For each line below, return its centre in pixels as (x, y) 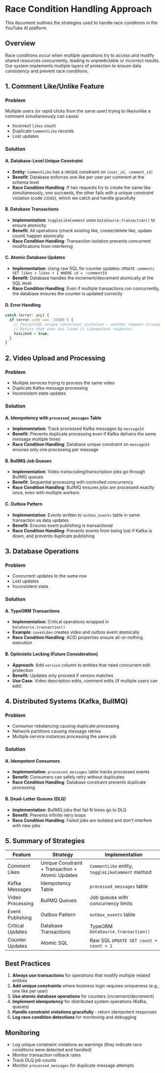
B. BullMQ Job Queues (28, 460)
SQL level (22, 283)
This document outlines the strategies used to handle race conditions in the (82, 23)
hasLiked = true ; (32, 334)
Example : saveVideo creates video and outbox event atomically (76, 632)
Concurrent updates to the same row (49, 576)
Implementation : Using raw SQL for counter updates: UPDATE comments (83, 268)
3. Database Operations (42, 551)
